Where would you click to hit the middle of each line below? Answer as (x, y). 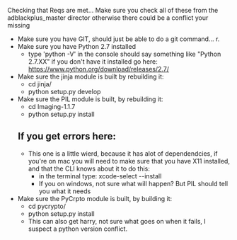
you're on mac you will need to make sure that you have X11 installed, (129, 161)
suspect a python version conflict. (78, 229)
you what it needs (65, 191)
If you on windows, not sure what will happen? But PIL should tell (133, 183)
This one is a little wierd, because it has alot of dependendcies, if (123, 153)
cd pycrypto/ (47, 206)
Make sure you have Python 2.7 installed (77, 46)
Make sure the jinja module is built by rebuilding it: (91, 76)
